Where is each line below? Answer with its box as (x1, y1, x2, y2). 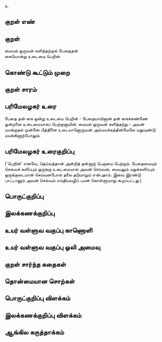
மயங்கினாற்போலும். (4, 132, 41, 138)
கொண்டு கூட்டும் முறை (4, 68, 70, 76)
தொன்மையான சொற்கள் (4, 277, 75, 285)
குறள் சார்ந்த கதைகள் (4, 260, 66, 268)
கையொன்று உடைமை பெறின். (4, 53, 61, 59)
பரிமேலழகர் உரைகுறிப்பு (4, 147, 74, 155)
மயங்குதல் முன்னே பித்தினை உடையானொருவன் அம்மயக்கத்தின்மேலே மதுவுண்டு (4, 126, 156, 132)
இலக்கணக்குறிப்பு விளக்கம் (4, 311, 82, 319)
